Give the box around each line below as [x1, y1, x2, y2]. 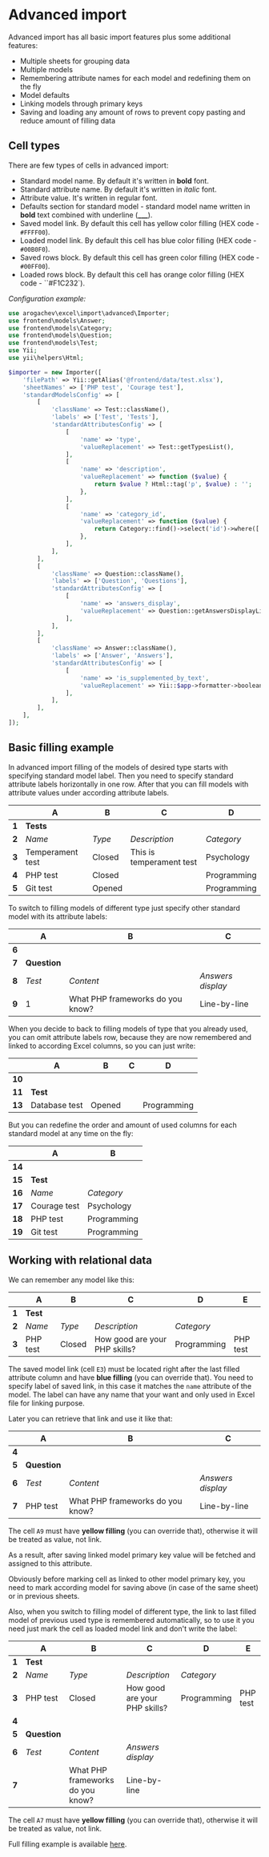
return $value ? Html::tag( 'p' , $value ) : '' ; [94, 480, 252, 488]
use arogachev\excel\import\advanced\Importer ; [8, 309, 171, 318]
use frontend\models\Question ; [8, 331, 113, 340]
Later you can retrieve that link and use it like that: [8, 1414, 173, 1423]
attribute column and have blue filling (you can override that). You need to [8, 1373, 254, 1382]
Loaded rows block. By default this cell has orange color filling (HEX [19, 269, 245, 279]
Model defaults [19, 90, 70, 99]
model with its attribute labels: [8, 912, 108, 921]
